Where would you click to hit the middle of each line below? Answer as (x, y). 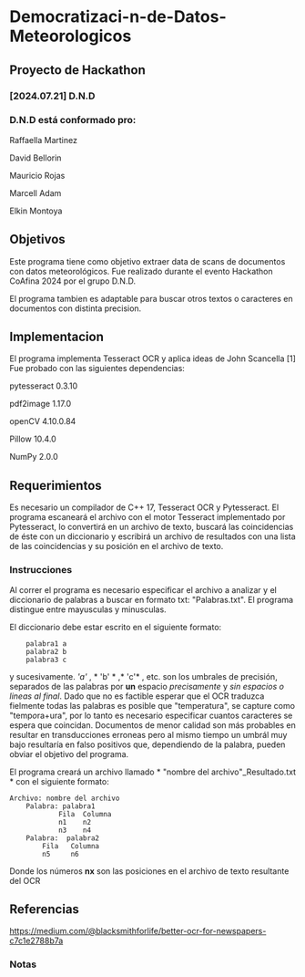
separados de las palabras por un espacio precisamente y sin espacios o (147, 686)
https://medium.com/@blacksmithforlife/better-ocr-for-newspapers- (138, 931)
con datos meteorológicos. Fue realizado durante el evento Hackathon (141, 271)
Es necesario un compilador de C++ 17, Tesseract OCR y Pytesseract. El (144, 507)
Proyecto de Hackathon (77, 70)
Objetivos (37, 239)
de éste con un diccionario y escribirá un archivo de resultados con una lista (152, 536)
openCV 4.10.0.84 (43, 421)
